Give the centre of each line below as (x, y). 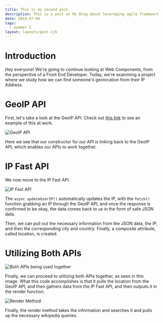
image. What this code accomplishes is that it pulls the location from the (77, 281)
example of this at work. (29, 123)
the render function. (25, 292)
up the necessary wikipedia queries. (41, 315)
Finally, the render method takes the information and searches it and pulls (79, 310)
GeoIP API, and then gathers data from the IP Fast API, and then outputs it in (81, 286)
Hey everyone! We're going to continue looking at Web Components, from (79, 69)
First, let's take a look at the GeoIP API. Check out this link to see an (73, 118)
